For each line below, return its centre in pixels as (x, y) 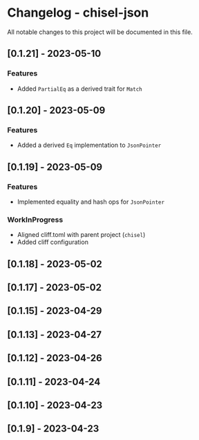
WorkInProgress (35, 220)
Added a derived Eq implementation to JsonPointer (89, 145)
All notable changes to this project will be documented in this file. (100, 32)
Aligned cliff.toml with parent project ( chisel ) (81, 235)
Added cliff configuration (53, 242)
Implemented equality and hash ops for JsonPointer (91, 202)
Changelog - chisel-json (78, 13)
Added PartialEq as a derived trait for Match (80, 89)
